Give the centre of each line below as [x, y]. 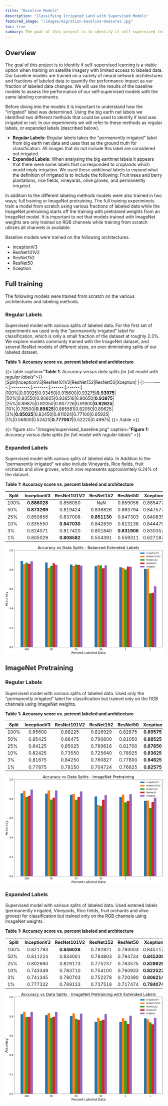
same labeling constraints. [32, 97]
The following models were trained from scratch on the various [70, 296]
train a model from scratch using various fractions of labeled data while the [82, 206]
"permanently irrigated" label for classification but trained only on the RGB [82, 699]
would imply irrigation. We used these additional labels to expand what [85, 170]
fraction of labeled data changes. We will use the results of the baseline [79, 86]
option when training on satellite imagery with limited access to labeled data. [84, 70]
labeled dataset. [22, 352]
